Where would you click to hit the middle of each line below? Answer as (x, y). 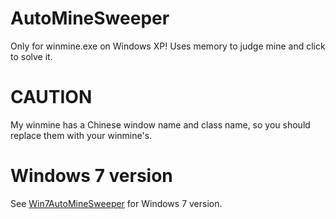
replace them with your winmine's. (81, 135)
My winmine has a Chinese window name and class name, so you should (160, 124)
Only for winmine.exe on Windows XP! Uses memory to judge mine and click (168, 46)
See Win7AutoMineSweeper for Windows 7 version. (116, 203)
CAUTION (51, 97)
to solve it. (31, 56)
